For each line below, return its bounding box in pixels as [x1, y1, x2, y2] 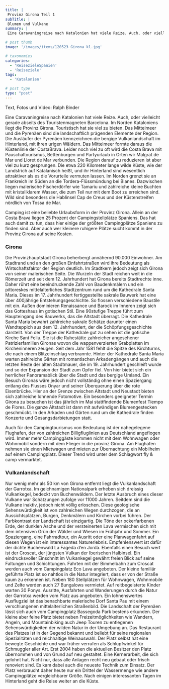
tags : [5, 72, 17, 77]
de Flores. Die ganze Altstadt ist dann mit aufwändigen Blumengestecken [5, 404, 157, 410]
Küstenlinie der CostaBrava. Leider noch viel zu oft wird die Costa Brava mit [5, 146, 162, 152]
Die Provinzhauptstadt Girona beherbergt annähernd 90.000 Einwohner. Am [5, 255, 162, 261]
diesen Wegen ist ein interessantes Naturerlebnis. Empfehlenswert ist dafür [5, 539, 162, 545]
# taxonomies [5, 53, 33, 58]
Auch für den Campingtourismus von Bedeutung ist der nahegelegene [5, 425, 151, 431]
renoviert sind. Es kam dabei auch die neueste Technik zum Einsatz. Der [5, 662, 155, 668]
